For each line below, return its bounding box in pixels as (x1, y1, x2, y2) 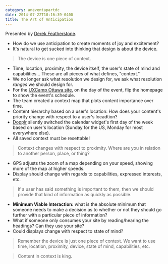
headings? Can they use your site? (12, 223, 85, 229)
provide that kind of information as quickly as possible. (17, 192, 132, 198)
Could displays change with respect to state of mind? (12, 228, 124, 234)
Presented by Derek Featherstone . (5, 31, 77, 37)
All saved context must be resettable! (12, 135, 90, 142)
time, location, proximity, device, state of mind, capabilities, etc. (17, 243, 150, 249)
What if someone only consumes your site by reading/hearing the (12, 217, 149, 224)
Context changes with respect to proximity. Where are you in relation (17, 145, 160, 151)
